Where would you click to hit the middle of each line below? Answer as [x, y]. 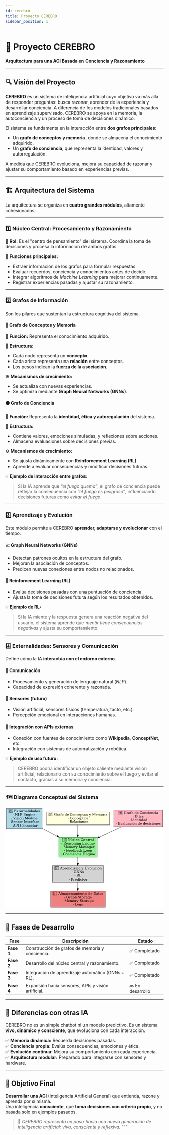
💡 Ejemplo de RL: [23, 607]
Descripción [75, 941]
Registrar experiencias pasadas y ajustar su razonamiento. [73, 282]
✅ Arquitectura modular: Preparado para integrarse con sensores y [76, 1057]
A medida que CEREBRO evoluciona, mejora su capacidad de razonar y [79, 164]
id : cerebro [18, 11]
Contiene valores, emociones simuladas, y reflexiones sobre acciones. [86, 436]
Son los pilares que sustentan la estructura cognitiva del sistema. [73, 314]
